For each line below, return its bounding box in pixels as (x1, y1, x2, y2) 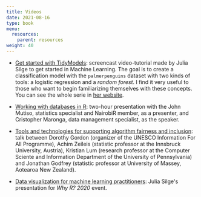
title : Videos (6, 8, 42, 15)
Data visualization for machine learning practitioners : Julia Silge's (15, 178, 179, 185)
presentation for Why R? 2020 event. (15, 184, 107, 191)
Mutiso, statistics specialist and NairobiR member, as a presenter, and (15, 109, 189, 117)
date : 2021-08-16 (6, 15, 50, 21)
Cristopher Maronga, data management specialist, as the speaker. (15, 115, 180, 123)
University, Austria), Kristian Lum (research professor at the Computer (15, 146, 190, 154)
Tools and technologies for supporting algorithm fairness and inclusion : (15, 128, 193, 135)
